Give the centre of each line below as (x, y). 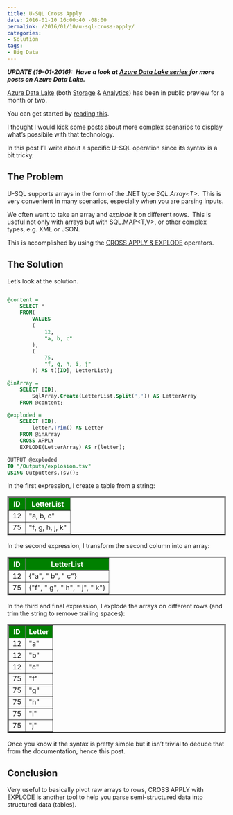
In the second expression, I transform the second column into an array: (109, 546)
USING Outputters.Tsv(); (43, 473)
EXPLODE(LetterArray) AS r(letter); (73, 447)
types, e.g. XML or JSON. (44, 229)
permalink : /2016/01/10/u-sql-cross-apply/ (71, 26)
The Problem (35, 177)
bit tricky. (20, 155)
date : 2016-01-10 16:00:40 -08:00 (57, 20)
